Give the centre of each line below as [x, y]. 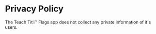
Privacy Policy [34, 9]
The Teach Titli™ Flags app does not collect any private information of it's [78, 22]
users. [11, 27]
